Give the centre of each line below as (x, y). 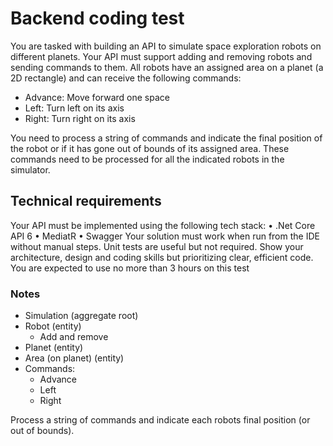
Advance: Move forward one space (97, 97)
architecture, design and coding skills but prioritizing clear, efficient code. (162, 257)
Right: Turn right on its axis (80, 118)
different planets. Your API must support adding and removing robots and (161, 56)
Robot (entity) (53, 326)
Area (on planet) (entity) (74, 358)
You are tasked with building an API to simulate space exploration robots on (166, 46)
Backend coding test (97, 18)
